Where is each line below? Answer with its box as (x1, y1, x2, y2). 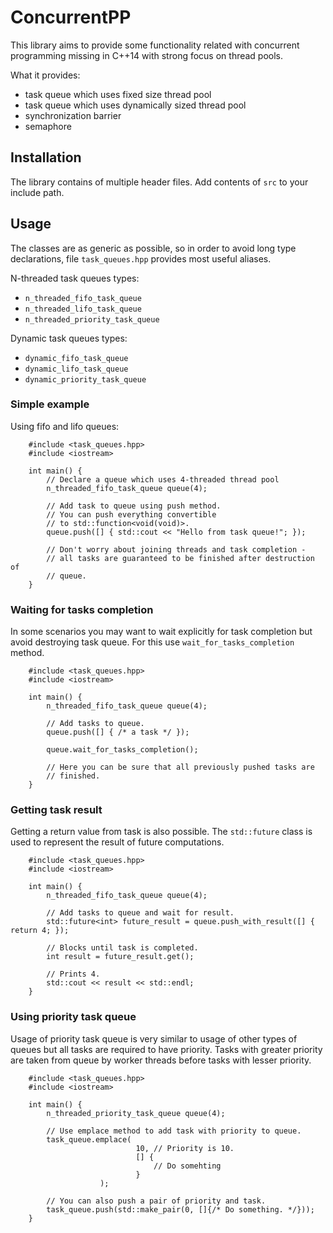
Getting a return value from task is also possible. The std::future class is (10, 826, 313, 838)
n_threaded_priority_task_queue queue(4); (46, 1108, 226, 1118)
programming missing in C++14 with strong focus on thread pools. (10, 49, 284, 61)
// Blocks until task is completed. (46, 943, 199, 953)
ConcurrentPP (10, 6, 132, 29)
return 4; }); (10, 926, 70, 936)
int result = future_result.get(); (46, 952, 195, 962)
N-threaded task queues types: (10, 272, 140, 284)
